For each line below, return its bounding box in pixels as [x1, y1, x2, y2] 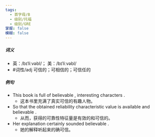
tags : [5, 7, 17, 13]
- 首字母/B [10, 12, 30, 17]
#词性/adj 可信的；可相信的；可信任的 [12, 66, 91, 73]
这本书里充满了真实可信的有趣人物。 [20, 98, 96, 104]
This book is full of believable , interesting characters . [12, 92, 125, 98]
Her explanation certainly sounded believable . [12, 120, 109, 126]
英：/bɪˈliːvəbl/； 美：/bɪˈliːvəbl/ [12, 60, 77, 66]
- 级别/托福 [10, 17, 32, 22]
